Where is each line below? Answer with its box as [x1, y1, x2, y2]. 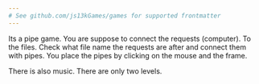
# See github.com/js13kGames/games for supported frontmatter [8, 11, 221, 20]
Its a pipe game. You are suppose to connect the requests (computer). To [8, 34, 252, 43]
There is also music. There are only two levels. [8, 66, 162, 76]
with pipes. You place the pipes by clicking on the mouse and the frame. [8, 50, 248, 60]
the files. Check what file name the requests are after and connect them [8, 42, 247, 52]
